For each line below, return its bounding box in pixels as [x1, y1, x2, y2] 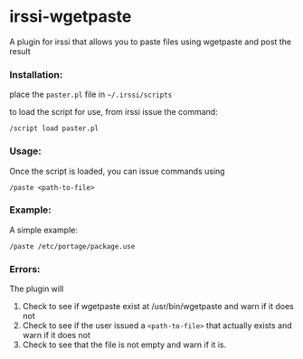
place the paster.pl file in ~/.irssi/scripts [9, 89, 173, 100]
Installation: [9, 68, 63, 80]
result [9, 45, 32, 56]
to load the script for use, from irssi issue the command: [9, 107, 219, 118]
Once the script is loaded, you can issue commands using [9, 165, 225, 176]
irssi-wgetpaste [9, 6, 132, 27]
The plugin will [9, 283, 64, 295]
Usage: [9, 145, 43, 157]
